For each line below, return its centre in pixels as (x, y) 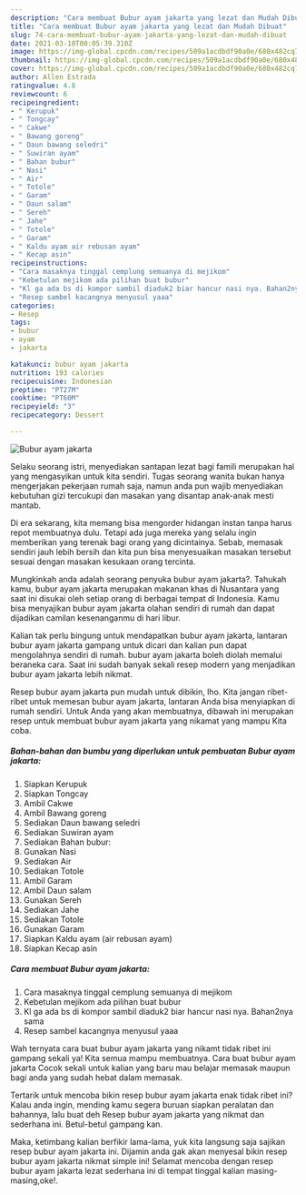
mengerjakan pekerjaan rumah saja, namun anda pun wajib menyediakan (147, 486)
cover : (23, 69)
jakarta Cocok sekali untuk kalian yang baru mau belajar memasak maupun (150, 1068)
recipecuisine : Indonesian (61, 381)
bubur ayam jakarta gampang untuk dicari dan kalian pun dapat (129, 645)
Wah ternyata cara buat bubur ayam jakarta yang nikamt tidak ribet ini (141, 1048)
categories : (33, 306)
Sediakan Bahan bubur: (67, 842)
